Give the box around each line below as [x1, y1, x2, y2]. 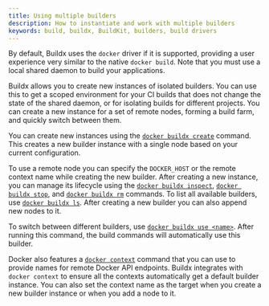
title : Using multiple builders [8, 11, 116, 20]
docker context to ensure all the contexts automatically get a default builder [8, 271, 259, 281]
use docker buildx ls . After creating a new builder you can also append [8, 198, 247, 207]
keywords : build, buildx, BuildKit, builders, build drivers [8, 27, 218, 35]
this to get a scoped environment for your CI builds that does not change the [8, 90, 262, 100]
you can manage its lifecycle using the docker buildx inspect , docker [8, 181, 238, 190]
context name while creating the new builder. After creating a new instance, [8, 172, 259, 182]
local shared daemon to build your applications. [8, 66, 166, 75]
